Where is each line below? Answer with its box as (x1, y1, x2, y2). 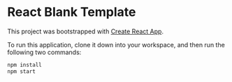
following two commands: (7, 48, 82, 56)
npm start (7, 67, 36, 75)
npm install (7, 61, 42, 68)
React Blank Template (7, 4, 136, 20)
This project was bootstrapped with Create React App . (7, 27, 164, 35)
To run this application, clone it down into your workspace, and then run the (7, 40, 225, 49)
